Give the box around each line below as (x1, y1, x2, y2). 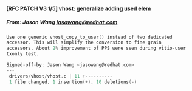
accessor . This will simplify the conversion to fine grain (6, 39, 162, 45)
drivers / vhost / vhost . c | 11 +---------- (9, 73, 113, 79)
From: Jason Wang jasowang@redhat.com (6, 19, 118, 26)
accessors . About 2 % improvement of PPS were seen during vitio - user (6, 45, 187, 52)
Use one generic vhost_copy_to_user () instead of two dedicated (6, 34, 173, 40)
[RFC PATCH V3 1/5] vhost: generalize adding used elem (6, 5, 151, 12)
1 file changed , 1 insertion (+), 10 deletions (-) (9, 79, 137, 85)
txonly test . (6, 51, 39, 57)
